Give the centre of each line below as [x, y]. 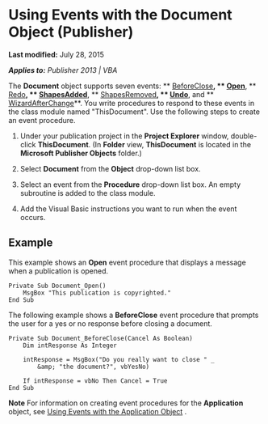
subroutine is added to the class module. [88, 193]
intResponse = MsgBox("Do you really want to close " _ [119, 359]
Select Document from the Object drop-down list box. [110, 168]
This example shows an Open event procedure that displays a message [127, 262]
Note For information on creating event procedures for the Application [126, 403]
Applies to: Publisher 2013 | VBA [63, 70]
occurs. [33, 217]
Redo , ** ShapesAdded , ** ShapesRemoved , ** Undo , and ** [111, 94]
